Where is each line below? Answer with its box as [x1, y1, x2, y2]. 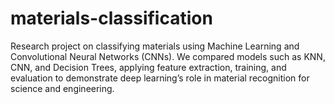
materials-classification [10, 7, 213, 30]
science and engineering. [10, 82, 115, 94]
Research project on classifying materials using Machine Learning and [10, 40, 300, 52]
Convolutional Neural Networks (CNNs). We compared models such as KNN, [10, 50, 326, 62]
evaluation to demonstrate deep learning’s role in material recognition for [10, 72, 310, 84]
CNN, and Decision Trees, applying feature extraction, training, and [10, 61, 287, 73]
